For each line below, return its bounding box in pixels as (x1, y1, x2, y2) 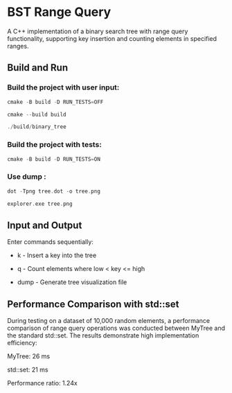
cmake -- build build (7, 111, 67, 118)
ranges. (7, 42, 29, 50)
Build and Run (7, 62, 68, 73)
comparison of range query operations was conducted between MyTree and (7, 324, 226, 333)
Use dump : (7, 172, 46, 182)
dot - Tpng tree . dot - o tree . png (7, 188, 100, 195)
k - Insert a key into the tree (17, 251, 97, 260)
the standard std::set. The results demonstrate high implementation (7, 331, 199, 340)
